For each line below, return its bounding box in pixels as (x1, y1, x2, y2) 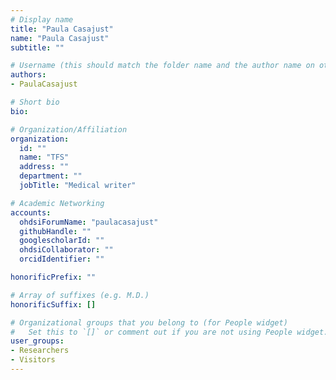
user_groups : (10, 336, 65, 346)
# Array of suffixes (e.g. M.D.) (10, 290, 150, 300)
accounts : (10, 207, 52, 218)
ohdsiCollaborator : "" (19, 245, 114, 255)
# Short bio (10, 97, 60, 107)
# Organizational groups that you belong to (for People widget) (10, 317, 288, 328)
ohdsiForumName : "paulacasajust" (19, 217, 159, 227)
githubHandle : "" (19, 226, 92, 236)
